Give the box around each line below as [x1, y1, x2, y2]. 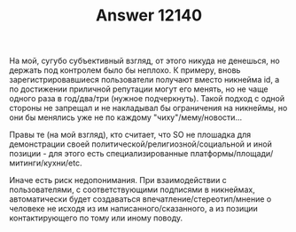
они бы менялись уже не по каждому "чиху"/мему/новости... [9, 112, 242, 123]
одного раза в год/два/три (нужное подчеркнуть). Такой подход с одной [9, 93, 285, 104]
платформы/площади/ [190, 148, 274, 159]
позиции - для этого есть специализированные [9, 148, 189, 159]
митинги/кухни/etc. [9, 157, 82, 169]
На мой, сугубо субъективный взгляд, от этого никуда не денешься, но [9, 55, 281, 67]
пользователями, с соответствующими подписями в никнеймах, [9, 184, 255, 196]
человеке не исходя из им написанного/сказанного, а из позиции [9, 204, 259, 214]
